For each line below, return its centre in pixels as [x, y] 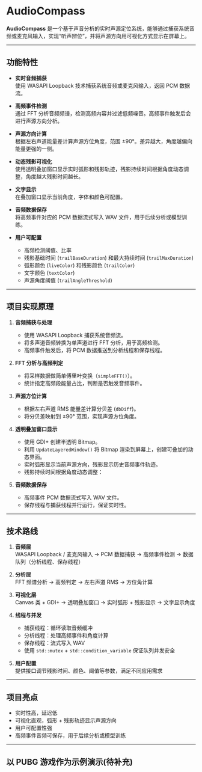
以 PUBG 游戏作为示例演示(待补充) [70, 762]
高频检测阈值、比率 [48, 250]
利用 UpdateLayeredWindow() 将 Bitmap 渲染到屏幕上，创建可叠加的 [106, 449]
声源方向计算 [31, 133]
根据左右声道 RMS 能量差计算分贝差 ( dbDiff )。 [81, 409]
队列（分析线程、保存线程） [49, 562]
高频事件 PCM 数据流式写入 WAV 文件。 [73, 497]
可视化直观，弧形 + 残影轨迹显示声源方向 [66, 720]
